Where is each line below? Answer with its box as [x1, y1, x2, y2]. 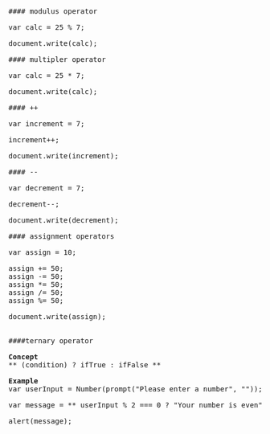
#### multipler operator [8, 55, 106, 63]
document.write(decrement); [8, 216, 119, 224]
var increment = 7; [8, 120, 85, 128]
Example [8, 377, 39, 385]
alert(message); [8, 417, 72, 425]
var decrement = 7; [8, 184, 85, 192]
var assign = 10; [8, 248, 76, 256]
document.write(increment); [8, 152, 119, 160]
